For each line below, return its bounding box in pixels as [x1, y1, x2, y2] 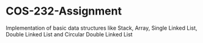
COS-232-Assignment [6, 4, 122, 18]
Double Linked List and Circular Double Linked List [6, 30, 133, 38]
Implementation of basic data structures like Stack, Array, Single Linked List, [6, 24, 197, 31]
